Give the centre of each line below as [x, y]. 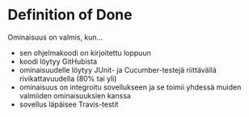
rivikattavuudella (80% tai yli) [68, 78]
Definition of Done [70, 15]
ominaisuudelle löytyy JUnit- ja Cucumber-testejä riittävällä [118, 69]
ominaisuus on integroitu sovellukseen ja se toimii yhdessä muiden [130, 87]
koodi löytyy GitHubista [58, 61]
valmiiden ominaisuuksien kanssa [75, 95]
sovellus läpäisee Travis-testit [69, 104]
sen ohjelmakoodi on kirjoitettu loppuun [85, 52]
